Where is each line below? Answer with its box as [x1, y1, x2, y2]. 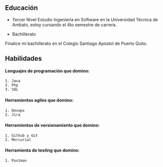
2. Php [5, 83, 18, 88]
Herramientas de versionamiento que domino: [5, 123, 100, 128]
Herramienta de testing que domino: [5, 147, 80, 153]
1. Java [5, 79, 21, 83]
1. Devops [5, 108, 25, 113]
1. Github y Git [5, 133, 38, 138]
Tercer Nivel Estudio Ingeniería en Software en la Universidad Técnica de [12, 16, 159, 22]
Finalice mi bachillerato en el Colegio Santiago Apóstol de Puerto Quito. [5, 41, 148, 46]
